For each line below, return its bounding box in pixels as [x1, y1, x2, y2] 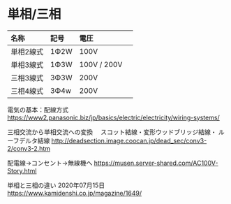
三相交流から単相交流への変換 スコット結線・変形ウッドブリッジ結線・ [7, 127, 217, 136]
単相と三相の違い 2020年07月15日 [7, 181, 105, 189]
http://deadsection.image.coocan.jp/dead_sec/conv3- [51, 136, 207, 145]
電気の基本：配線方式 [7, 105, 68, 114]
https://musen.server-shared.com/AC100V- [94, 159, 218, 167]
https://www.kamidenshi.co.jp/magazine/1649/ [7, 189, 142, 197]
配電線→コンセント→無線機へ [7, 159, 93, 167]
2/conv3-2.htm [7, 144, 51, 152]
